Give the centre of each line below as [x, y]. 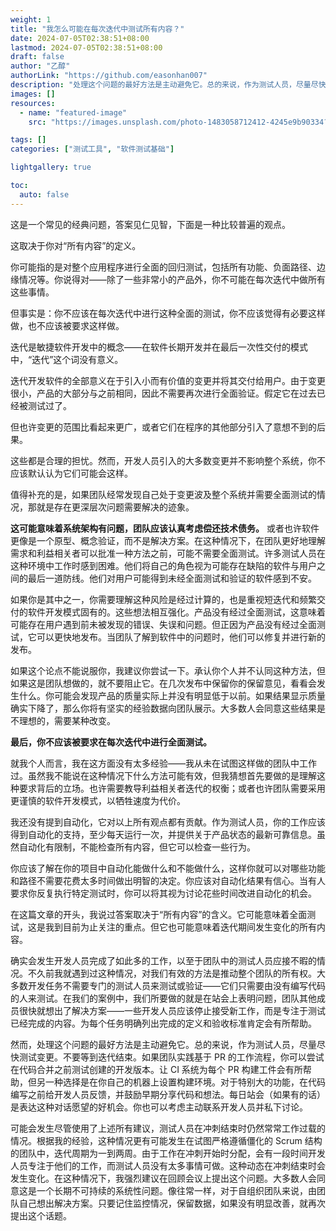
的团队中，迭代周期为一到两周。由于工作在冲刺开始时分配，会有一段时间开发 [168, 1153]
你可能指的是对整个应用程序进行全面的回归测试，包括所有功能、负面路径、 [163, 267]
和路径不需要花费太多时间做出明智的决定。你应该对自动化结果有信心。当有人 [168, 880]
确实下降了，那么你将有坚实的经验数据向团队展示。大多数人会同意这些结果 [163, 708]
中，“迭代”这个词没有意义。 [67, 359]
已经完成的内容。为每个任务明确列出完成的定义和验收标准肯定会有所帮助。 [163, 1023]
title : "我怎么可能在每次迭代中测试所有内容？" [97, 29]
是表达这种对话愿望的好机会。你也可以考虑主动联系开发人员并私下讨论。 [159, 1107]
